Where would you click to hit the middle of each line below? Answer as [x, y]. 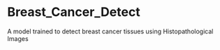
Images [18, 38]
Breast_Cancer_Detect [74, 12]
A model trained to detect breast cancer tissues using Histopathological [110, 31]
